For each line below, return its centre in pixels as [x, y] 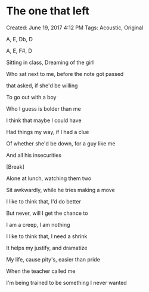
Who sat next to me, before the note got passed [65, 74]
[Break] [15, 166]
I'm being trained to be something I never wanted [66, 282]
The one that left [48, 11]
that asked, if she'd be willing [42, 86]
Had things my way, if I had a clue [48, 132]
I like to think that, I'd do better [44, 201]
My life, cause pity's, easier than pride [53, 259]
